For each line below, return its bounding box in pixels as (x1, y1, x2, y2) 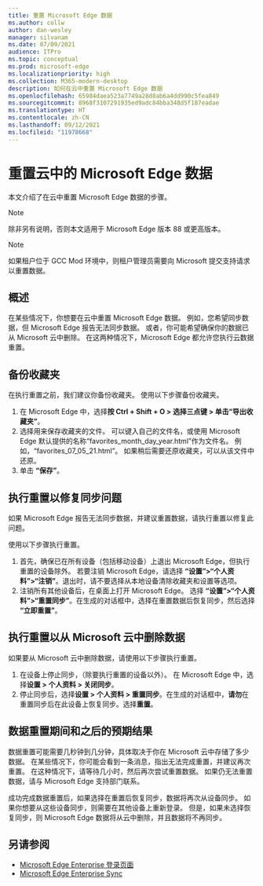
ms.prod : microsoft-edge (8, 63, 89, 71)
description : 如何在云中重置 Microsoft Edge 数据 (8, 84, 163, 93)
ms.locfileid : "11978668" (8, 128, 93, 136)
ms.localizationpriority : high (8, 70, 111, 78)
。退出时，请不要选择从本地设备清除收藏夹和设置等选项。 (55, 577, 242, 585)
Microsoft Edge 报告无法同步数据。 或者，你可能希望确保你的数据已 (30, 323, 250, 332)
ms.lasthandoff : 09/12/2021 (8, 121, 100, 129)
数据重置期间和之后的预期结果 (8, 724, 153, 738)
